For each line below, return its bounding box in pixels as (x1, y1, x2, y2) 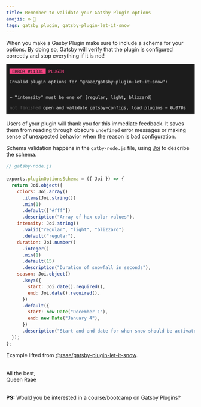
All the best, (6, 369, 36, 376)
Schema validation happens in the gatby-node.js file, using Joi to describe (6, 145, 190, 152)
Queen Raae (6, 376, 37, 383)
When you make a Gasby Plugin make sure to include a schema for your (6, 40, 184, 47)
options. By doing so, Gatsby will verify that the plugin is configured (6, 46, 173, 53)
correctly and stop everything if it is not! (6, 52, 105, 59)
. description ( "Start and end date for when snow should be (22, 328, 172, 334)
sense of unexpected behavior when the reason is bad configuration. (6, 133, 176, 140)
